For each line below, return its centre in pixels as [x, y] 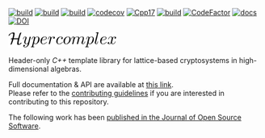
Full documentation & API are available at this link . [91, 84]
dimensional [29, 69]
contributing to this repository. [59, 102]
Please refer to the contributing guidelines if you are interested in [116, 93]
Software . [25, 126]
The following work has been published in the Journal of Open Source [125, 117]
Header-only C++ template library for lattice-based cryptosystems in [123, 60]
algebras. [66, 69]
